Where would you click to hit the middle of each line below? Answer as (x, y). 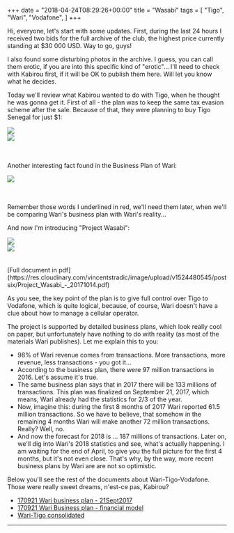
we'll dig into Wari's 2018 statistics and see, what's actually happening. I (121, 444)
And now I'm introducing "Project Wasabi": (69, 228)
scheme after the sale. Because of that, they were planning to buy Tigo (109, 110)
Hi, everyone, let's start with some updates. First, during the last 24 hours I (114, 31)
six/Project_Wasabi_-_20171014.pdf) (58, 285)
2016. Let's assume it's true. (58, 377)
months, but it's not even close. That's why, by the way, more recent (115, 458)
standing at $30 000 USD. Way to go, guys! (70, 46)
